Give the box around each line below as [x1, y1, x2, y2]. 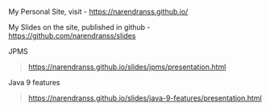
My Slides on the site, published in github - [8, 23, 151, 31]
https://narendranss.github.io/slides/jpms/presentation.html [27, 62, 226, 72]
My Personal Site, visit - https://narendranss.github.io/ [8, 7, 189, 16]
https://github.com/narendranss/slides [8, 31, 136, 40]
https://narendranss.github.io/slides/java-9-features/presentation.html [27, 93, 262, 103]
